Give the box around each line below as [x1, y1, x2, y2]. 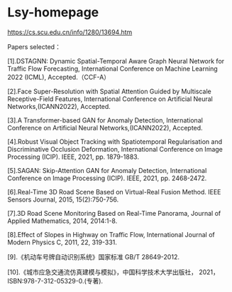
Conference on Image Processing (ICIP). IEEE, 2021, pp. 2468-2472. [7, 174, 207, 182]
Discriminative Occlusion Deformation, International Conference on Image [7, 145, 223, 153]
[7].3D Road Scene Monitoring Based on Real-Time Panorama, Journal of [7, 209, 221, 217]
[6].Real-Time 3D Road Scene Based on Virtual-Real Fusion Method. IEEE [7, 187, 221, 196]
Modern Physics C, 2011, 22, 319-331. [7, 238, 117, 246]
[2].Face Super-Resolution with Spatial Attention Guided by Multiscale [7, 87, 211, 95]
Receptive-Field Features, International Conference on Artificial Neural [7, 94, 213, 103]
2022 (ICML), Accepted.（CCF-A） [7, 73, 111, 81]
